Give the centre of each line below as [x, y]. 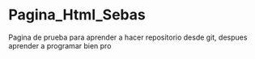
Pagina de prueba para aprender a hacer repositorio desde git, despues [128, 37]
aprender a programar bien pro [60, 45]
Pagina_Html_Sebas [77, 15]
